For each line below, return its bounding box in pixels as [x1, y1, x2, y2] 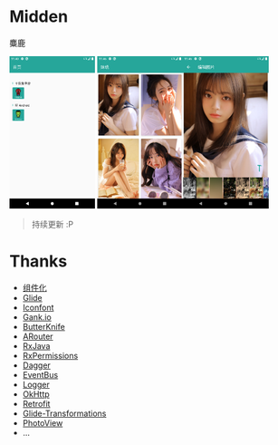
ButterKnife [22, 321, 65, 332]
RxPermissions [22, 350, 79, 361]
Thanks [9, 251, 68, 271]
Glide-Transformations [22, 408, 107, 419]
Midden [9, 6, 69, 27]
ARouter [22, 331, 53, 342]
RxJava [22, 340, 51, 351]
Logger [22, 379, 50, 390]
